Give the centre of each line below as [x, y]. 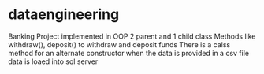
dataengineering [64, 15]
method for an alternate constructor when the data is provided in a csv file [129, 53]
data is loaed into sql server [53, 61]
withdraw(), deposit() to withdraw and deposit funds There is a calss [119, 44]
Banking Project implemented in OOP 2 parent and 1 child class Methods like [132, 36]
